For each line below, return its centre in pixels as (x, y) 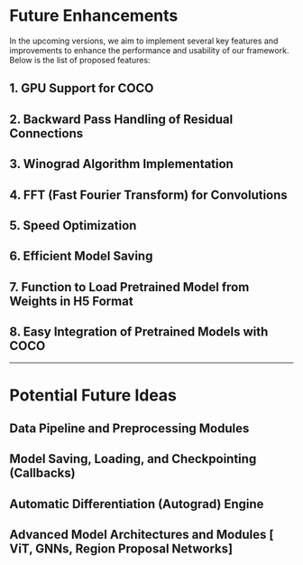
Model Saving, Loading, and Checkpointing (133, 459)
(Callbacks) (42, 473)
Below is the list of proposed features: (80, 60)
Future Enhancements (94, 16)
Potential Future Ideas (93, 395)
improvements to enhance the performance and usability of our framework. (149, 50)
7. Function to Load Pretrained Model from (129, 287)
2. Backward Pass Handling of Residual (121, 119)
